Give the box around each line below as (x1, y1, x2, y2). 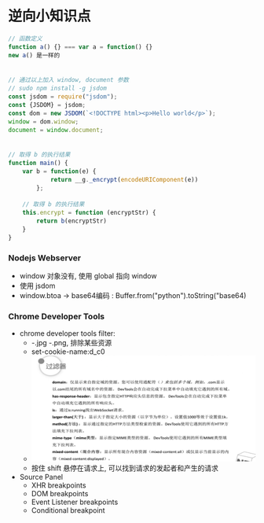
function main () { (8, 159, 68, 168)
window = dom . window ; (8, 117, 79, 126)
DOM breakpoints (31, 489, 89, 499)
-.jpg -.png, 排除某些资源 (31, 338, 112, 348)
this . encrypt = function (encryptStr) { (22, 209, 156, 217)
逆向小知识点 (8, 7, 92, 25)
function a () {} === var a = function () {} (8, 42, 153, 51)
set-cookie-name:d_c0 (31, 347, 105, 356)
